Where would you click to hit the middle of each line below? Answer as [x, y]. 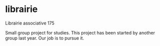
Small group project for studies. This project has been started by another [80, 32]
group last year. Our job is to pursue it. [44, 38]
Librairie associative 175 [30, 23]
